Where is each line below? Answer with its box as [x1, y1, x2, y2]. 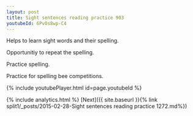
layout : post [6, 9, 40, 15]
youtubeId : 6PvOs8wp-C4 [6, 20, 67, 26]
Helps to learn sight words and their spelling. [6, 37, 119, 45]
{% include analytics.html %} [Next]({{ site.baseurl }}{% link [6, 96, 158, 104]
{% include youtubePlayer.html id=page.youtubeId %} [6, 84, 142, 92]
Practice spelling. [6, 60, 50, 68]
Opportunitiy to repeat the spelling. [6, 49, 95, 56]
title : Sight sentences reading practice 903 [6, 15, 124, 21]
